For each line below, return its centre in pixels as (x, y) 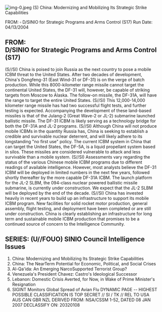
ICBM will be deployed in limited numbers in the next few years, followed (77, 172)
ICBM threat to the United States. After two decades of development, (74, 74)
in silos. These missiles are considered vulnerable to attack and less (73, 152)
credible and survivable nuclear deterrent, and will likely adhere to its (74, 136)
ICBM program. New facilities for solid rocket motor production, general (76, 203)
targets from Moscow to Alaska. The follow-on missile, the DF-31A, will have (81, 95)
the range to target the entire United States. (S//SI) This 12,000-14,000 (75, 100)
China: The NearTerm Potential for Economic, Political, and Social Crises (84, 263)
